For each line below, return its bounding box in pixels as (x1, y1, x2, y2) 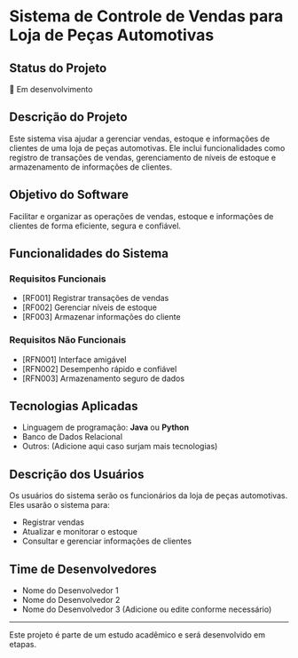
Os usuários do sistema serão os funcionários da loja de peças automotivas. (9, 490, 288, 501)
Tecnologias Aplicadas (9, 399, 138, 414)
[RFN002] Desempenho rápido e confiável (21, 363, 177, 374)
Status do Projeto (9, 60, 107, 75)
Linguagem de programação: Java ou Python (21, 422, 189, 432)
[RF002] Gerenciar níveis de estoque (21, 302, 158, 313)
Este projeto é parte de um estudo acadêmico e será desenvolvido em (9, 630, 266, 640)
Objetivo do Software (9, 187, 129, 202)
